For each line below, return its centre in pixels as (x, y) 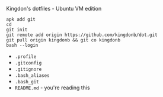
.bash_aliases (32, 76)
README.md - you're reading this (52, 88)
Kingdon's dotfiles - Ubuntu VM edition (54, 9)
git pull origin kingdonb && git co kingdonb (63, 40)
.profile (25, 57)
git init (17, 30)
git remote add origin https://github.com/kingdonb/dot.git (82, 35)
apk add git (21, 20)
